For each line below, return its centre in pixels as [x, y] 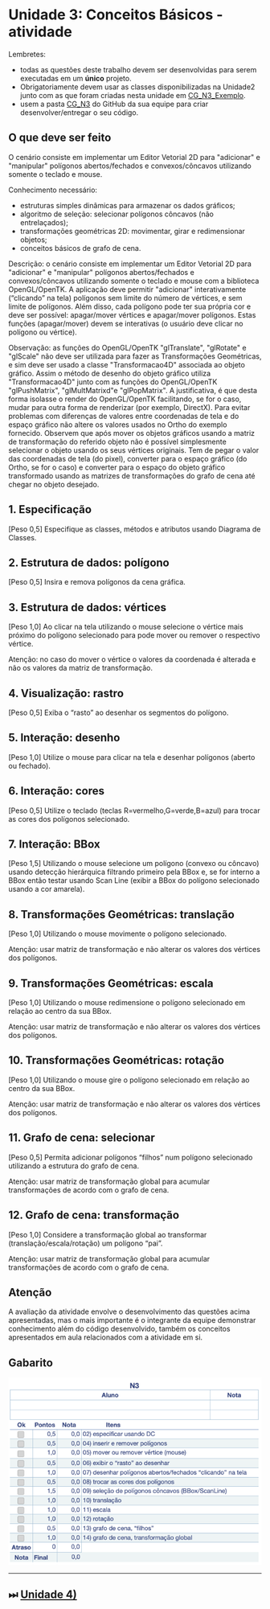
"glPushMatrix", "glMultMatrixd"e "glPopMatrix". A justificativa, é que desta [133, 390]
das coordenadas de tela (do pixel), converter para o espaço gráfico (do [128, 458]
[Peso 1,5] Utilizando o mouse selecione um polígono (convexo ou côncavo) [134, 864]
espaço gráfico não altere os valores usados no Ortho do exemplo [118, 425]
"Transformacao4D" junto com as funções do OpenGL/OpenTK [113, 382]
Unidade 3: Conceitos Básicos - [116, 15]
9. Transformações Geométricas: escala [111, 983]
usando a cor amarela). [47, 889]
